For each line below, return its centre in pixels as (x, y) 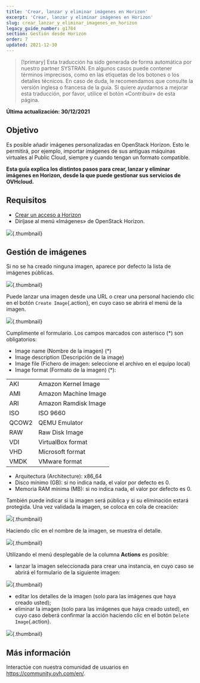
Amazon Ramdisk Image (72, 403)
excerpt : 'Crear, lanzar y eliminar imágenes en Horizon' (80, 17)
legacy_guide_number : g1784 (41, 28)
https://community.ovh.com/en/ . (46, 673)
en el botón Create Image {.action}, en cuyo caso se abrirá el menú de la (94, 303)
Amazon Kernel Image (69, 384)
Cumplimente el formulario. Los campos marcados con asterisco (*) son (95, 333)
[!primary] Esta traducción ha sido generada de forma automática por (106, 62)
